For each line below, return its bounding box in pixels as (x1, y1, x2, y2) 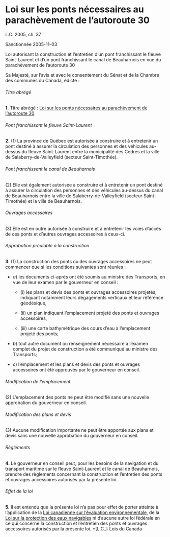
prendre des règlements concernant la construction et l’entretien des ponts (5, 471, 163, 477)
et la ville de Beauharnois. (27, 198, 82, 204)
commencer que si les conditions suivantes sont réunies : (5, 264, 126, 270)
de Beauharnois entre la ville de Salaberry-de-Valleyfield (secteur (5, 193, 143, 199)
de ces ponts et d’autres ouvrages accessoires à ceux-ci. (5, 231, 126, 237)
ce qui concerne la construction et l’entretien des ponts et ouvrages (5, 520, 148, 526)
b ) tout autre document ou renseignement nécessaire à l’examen (12, 340, 149, 346)
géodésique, (20, 300, 47, 306)
